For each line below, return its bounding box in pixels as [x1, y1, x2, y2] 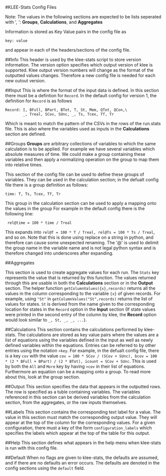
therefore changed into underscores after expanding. [5, 250, 114, 256]
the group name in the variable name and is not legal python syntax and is [5, 245, 156, 251]
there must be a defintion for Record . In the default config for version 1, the [5, 93, 157, 98]
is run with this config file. [5, 445, 58, 451]
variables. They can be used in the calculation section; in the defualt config [5, 177, 159, 183]
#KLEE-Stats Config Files [5, 4, 57, 10]
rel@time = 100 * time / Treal [7, 220, 72, 225]
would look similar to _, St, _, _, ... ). [5, 317, 87, 323]
